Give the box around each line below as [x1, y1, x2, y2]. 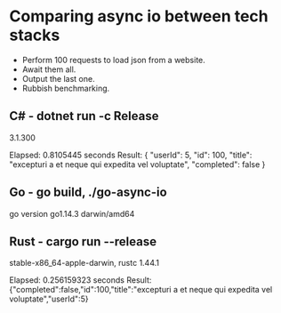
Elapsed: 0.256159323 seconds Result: [9, 275, 152, 285]
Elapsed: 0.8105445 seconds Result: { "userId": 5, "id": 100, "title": [9, 149, 253, 160]
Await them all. [21, 64, 76, 75]
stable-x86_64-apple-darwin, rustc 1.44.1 [9, 258, 160, 269]
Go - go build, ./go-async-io [9, 185, 167, 200]
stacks [9, 25, 60, 45]
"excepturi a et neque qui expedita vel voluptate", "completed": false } [9, 158, 266, 170]
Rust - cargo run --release [9, 234, 157, 249]
